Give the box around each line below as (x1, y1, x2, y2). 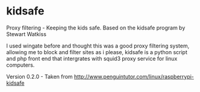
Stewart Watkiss (6, 30, 47, 37)
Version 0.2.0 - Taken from (6, 73, 73, 80)
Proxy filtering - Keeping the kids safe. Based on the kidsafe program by (6, 24, 186, 31)
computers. (6, 61, 35, 69)
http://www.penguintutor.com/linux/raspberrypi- (74, 73, 195, 80)
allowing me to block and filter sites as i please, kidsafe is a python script (6, 48, 188, 55)
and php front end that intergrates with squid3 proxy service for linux (6, 55, 178, 62)
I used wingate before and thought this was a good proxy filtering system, (6, 42, 190, 49)
